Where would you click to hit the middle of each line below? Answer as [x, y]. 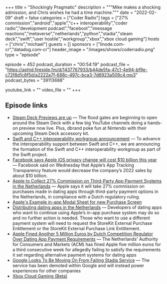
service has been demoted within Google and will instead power [78, 265]
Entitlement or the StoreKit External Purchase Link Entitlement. [76, 228]
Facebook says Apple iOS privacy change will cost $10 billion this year [84, 160]
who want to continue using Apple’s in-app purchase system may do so [86, 212]
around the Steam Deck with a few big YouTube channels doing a [79, 123]
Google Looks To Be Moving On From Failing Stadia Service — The [81, 260]
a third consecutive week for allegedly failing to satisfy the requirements [86, 249]
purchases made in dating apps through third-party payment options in [85, 191]
